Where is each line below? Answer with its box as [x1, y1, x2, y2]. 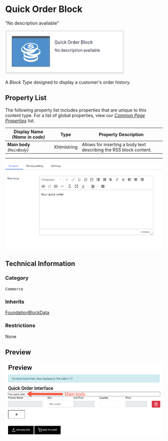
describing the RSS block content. [81, 147, 151, 153]
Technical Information [5, 259, 75, 268]
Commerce [5, 287, 23, 292]
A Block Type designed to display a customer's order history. [5, 79, 131, 85]
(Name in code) [11, 134, 45, 140]
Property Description [98, 131, 144, 137]
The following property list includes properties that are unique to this [5, 107, 146, 113]
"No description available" [5, 20, 59, 26]
